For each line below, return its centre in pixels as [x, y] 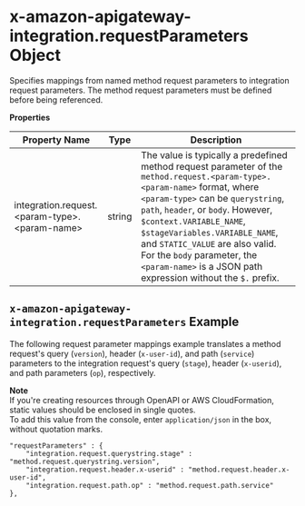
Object [35, 55]
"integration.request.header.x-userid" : [105, 470]
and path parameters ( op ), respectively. [83, 372]
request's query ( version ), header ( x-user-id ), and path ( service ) [132, 353]
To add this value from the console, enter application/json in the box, [141, 419]
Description [216, 140]
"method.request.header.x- [239, 470]
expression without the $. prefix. [210, 277]
